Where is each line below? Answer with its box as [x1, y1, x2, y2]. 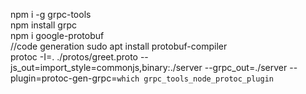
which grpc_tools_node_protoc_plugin [116, 74, 274, 84]
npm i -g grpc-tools [10, 9, 92, 20]
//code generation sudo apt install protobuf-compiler [10, 40, 228, 52]
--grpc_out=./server [204, 62, 288, 73]
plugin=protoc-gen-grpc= [10, 72, 118, 84]
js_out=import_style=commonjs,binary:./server [10, 62, 203, 73]
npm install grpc [10, 19, 77, 31]
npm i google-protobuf [10, 30, 105, 41]
